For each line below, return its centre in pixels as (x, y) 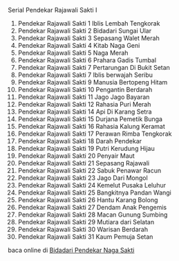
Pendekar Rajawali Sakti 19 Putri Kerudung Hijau (86, 148)
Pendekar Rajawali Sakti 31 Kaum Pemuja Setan (85, 237)
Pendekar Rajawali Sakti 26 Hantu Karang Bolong (88, 200)
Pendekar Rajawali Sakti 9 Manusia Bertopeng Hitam (93, 82)
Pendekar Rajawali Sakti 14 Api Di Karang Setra (85, 111)
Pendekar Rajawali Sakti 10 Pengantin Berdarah (85, 90)
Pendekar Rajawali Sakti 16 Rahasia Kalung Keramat (91, 126)
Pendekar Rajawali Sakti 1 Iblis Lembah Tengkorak (89, 23)
